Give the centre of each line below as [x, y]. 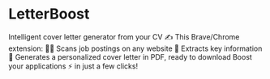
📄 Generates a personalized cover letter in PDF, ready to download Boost [131, 56]
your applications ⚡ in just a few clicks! [73, 66]
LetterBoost [49, 14]
